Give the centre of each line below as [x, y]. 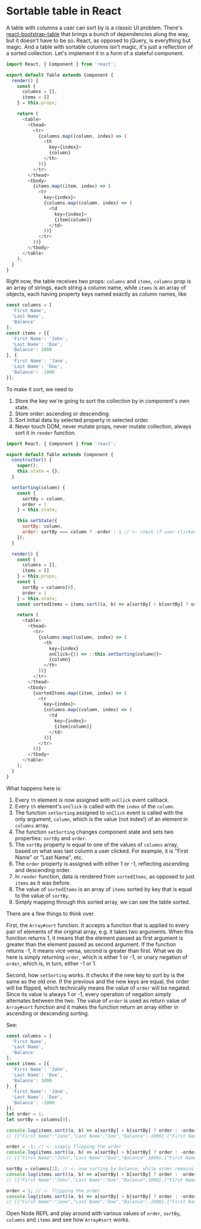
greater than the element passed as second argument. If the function [91, 944]
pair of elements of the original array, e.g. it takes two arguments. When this [100, 931]
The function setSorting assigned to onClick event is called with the [99, 813]
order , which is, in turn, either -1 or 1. [51, 963]
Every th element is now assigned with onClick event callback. [92, 800]
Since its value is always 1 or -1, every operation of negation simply [89, 994]
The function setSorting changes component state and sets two [94, 832]
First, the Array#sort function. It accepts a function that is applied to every [98, 925]
